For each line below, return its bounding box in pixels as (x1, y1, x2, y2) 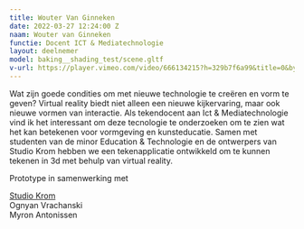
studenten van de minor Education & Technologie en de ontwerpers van (9, 136, 278, 147)
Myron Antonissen (9, 209, 78, 220)
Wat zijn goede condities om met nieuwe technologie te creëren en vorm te (9, 87, 290, 99)
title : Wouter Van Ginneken (9, 13, 116, 23)
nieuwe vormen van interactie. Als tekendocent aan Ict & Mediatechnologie (9, 107, 289, 118)
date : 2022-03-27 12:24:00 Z (9, 22, 119, 31)
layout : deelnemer (9, 47, 79, 56)
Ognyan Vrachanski (9, 199, 83, 210)
